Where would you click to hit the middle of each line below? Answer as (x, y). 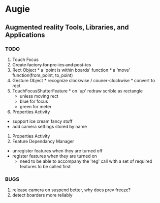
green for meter (35, 106)
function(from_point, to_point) (43, 75)
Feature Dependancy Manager (43, 141)
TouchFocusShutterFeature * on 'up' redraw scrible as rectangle (77, 91)
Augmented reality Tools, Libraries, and (67, 27)
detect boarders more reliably (42, 195)
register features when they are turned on (55, 156)
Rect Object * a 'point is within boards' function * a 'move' (71, 70)
